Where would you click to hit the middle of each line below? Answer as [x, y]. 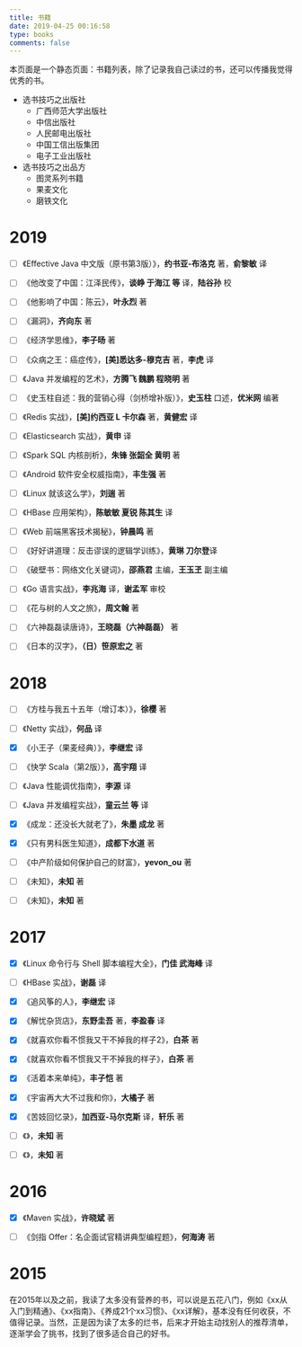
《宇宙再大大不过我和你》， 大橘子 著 [89, 1097]
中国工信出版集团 [67, 145]
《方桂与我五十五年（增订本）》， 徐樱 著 [94, 709]
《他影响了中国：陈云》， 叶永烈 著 [84, 302]
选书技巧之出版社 [54, 100]
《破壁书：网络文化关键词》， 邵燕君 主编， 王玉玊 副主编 [125, 570]
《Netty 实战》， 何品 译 [62, 728]
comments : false [40, 43]
